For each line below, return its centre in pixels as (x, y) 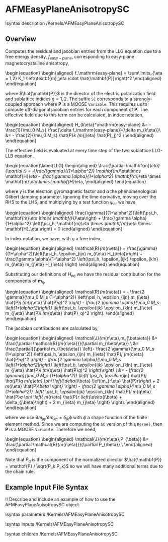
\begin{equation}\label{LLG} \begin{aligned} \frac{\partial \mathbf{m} (77, 165)
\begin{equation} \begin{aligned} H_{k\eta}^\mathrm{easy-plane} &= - (78, 124)
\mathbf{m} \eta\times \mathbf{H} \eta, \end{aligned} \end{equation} (76, 181)
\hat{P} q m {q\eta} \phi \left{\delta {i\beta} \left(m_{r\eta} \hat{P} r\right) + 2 (82, 381)
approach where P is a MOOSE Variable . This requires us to (85, 104)
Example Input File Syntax (47, 487)
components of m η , (25, 282)
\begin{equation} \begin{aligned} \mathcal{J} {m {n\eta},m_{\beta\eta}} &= (81, 338)
